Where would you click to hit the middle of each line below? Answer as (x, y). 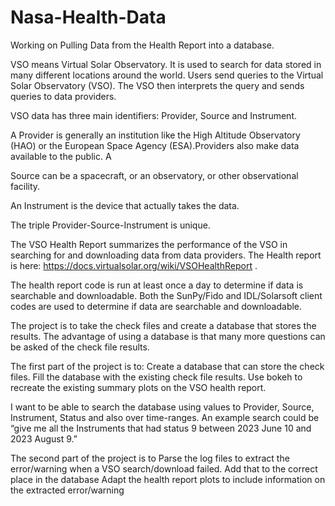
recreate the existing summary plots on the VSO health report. (138, 387)
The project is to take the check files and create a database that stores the (163, 325)
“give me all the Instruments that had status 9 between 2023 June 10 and (161, 428)
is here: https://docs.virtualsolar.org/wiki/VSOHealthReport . (134, 265)
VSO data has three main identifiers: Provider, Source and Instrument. (154, 115)
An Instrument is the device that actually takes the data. (125, 205)
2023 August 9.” (44, 438)
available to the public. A (61, 156)
